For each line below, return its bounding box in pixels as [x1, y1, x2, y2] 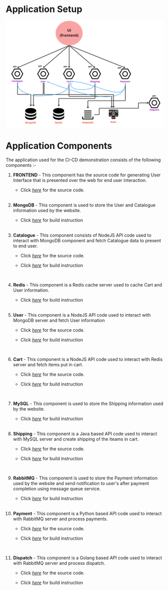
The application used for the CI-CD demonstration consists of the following [6, 157, 161, 163]
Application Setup [6, 4, 82, 15]
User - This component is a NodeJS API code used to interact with [13, 312, 151, 318]
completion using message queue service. [13, 485, 101, 491]
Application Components [6, 140, 112, 152]
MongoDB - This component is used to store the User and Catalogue [13, 202, 156, 208]
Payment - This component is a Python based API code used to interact [13, 510, 162, 516]
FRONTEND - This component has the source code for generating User [13, 172, 161, 178]
